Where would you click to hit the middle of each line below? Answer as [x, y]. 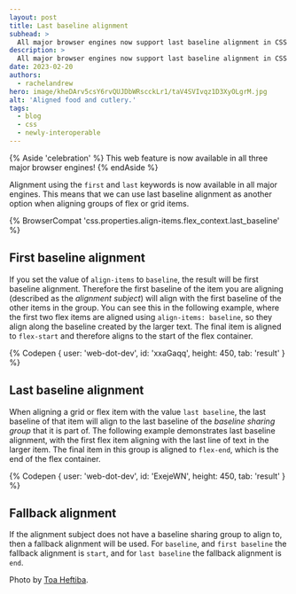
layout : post [33, 17]
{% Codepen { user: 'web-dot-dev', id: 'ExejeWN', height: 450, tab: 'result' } [148, 476]
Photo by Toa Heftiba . [49, 580]
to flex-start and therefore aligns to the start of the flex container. [131, 336]
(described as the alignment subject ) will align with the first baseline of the [145, 298]
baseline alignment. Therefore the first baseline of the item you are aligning [146, 288]
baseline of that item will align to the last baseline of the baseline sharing [142, 421]
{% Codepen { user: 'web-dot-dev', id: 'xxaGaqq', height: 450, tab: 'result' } [147, 353]
